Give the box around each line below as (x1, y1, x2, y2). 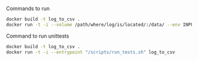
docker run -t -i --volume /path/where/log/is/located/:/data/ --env (6, 22, 181, 28)
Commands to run (6, 5, 50, 12)
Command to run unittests (6, 32, 70, 39)
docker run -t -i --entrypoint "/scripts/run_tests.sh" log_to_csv (6, 49, 176, 55)
